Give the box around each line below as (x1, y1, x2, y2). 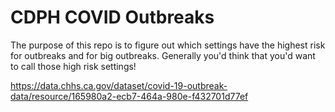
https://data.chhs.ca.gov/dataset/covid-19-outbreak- (10, 79, 228, 91)
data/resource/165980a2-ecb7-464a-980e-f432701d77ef (10, 90, 249, 102)
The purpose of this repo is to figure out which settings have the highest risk (10, 39, 326, 51)
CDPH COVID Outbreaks (10, 6, 215, 29)
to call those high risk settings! (10, 60, 137, 72)
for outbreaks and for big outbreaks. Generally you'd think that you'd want (10, 49, 316, 61)
